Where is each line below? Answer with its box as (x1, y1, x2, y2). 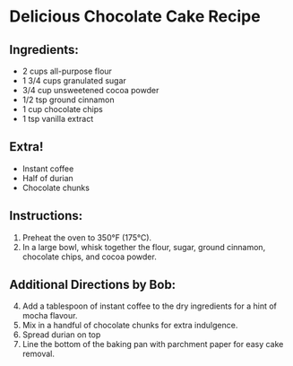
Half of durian (22, 172, 73, 183)
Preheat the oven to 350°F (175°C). (22, 231, 152, 243)
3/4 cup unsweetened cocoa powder (22, 85, 159, 95)
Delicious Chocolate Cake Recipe (9, 6, 262, 27)
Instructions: (9, 208, 83, 223)
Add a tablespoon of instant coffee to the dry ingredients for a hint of (22, 301, 278, 311)
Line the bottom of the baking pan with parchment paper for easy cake (22, 339, 284, 350)
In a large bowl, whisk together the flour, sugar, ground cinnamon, (22, 241, 266, 252)
